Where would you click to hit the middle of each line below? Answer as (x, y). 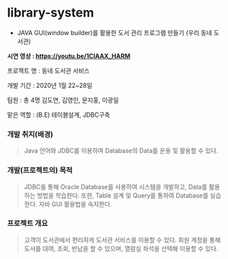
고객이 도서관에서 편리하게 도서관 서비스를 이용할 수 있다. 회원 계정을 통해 (122, 240)
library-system (51, 13)
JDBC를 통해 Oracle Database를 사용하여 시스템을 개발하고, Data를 (116, 186)
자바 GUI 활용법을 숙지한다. (75, 204)
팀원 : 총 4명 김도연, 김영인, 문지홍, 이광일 (63, 100)
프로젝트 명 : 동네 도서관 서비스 (49, 70)
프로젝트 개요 (28, 224)
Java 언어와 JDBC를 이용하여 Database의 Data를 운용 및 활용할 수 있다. (121, 151)
